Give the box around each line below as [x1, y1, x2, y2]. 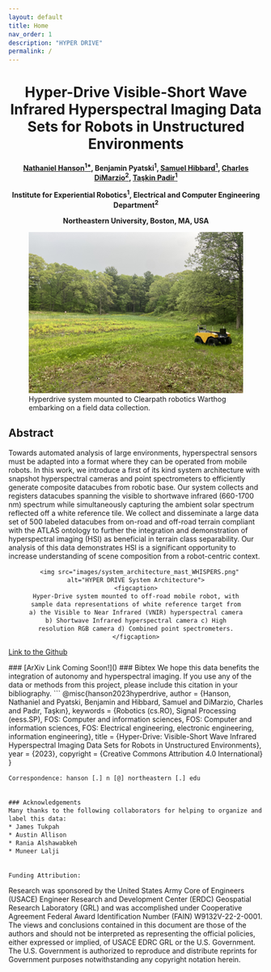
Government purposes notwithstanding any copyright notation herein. [8, 954, 241, 964]
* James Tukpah [8, 823, 60, 831]
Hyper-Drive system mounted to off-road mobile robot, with [32, 592, 240, 600]
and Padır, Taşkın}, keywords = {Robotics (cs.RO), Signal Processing [8, 705, 236, 715]
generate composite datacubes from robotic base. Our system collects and [8, 482, 259, 492]
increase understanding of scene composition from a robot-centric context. [8, 551, 260, 561]
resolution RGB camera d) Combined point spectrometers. [37, 624, 235, 632]
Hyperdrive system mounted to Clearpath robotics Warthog [28, 394, 227, 404]
